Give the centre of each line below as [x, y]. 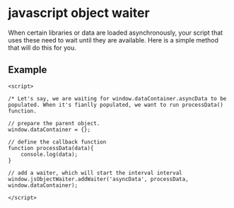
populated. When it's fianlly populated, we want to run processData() [116, 105]
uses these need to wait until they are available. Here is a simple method [113, 40]
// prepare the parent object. [54, 123]
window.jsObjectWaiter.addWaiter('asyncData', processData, [99, 179]
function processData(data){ [51, 148]
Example [28, 70]
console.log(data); [49, 154]
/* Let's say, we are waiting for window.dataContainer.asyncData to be [117, 98]
